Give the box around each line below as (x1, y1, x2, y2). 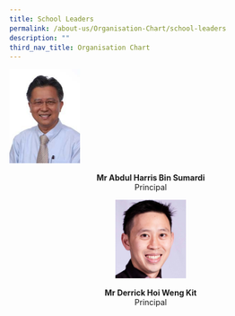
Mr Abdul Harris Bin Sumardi (96, 171, 205, 183)
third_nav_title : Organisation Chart (9, 43, 151, 52)
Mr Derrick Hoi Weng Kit (104, 287, 197, 298)
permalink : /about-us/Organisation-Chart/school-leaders (9, 23, 227, 33)
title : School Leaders (9, 14, 94, 23)
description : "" (9, 33, 70, 42)
